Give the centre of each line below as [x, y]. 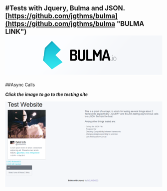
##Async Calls [20, 84]
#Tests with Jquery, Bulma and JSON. [65, 8]
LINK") [16, 32]
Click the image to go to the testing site [47, 94]
